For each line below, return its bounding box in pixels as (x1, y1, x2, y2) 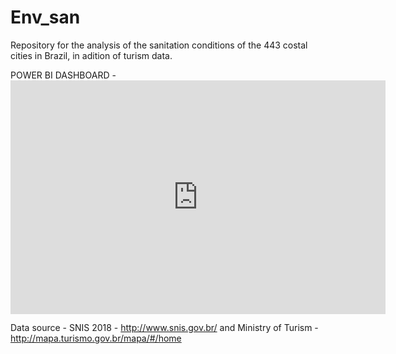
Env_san (10, 6, 81, 29)
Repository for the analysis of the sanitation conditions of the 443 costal (10, 39, 308, 51)
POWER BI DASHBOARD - (10, 69, 117, 81)
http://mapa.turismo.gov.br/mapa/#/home (10, 332, 182, 345)
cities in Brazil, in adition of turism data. (10, 49, 173, 61)
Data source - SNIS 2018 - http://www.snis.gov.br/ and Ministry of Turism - (10, 322, 319, 334)
